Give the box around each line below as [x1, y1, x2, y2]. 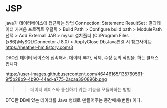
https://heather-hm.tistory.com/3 [5, 44, 74, 50]
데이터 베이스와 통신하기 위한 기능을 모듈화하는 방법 [30, 86, 131, 92]
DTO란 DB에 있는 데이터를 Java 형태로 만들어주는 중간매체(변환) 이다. [5, 97, 142, 103]
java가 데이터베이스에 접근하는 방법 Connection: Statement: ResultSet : [5, 20, 148, 26]
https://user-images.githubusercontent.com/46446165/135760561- [5, 71, 144, 77]
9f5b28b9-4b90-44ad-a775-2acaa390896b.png [5, 76, 107, 82]
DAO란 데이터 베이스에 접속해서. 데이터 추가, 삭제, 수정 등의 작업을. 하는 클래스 [5, 54, 159, 60]
